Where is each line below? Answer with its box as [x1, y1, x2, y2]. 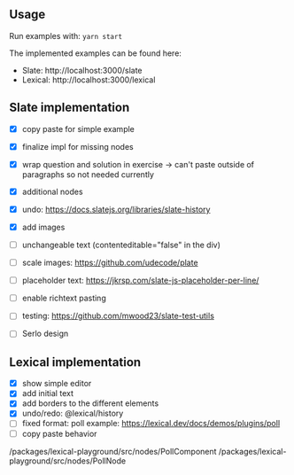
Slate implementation [9, 100, 130, 115]
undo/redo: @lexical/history [21, 408, 124, 419]
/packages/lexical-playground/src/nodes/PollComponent [9, 446, 217, 456]
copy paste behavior [21, 428, 97, 439]
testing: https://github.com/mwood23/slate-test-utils [21, 310, 215, 322]
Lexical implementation [9, 354, 142, 370]
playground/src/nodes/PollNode [9, 456, 127, 466]
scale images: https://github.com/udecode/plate [21, 257, 198, 269]
